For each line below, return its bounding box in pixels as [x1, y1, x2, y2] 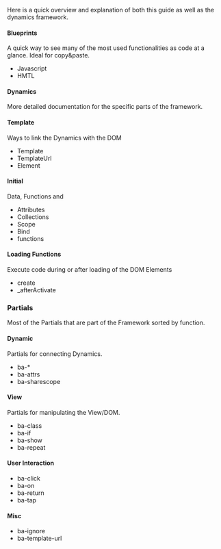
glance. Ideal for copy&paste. [7, 51, 90, 60]
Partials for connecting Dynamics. [7, 349, 103, 358]
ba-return [16, 489, 44, 497]
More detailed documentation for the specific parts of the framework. [7, 103, 203, 111]
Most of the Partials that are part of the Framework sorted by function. [7, 318, 205, 327]
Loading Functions [7, 250, 62, 259]
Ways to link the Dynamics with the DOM [7, 133, 122, 142]
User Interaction [7, 459, 55, 468]
